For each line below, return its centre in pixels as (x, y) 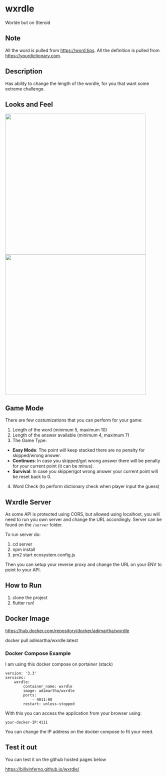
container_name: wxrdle (48, 686)
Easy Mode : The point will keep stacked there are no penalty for (78, 450)
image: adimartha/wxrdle (49, 690)
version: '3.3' (21, 673)
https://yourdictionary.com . (33, 55)
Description (24, 71)
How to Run (23, 585)
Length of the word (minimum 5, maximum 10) (60, 430)
